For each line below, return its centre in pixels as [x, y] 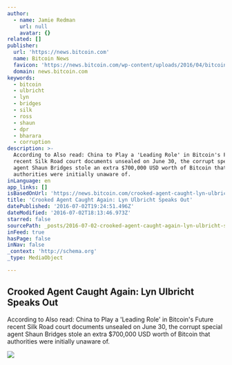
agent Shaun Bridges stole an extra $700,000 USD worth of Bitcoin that [109, 334]
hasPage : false [29, 238]
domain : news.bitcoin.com [51, 71]
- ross [23, 116]
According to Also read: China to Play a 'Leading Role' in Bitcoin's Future [110, 319]
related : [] [24, 39]
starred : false [29, 219]
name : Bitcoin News [41, 59]
